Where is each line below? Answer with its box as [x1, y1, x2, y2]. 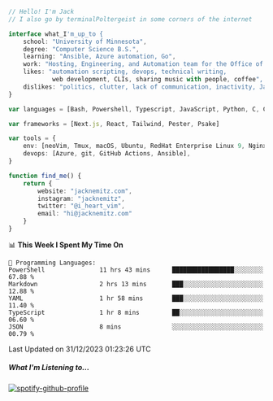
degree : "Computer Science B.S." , [23, 45, 140, 53]
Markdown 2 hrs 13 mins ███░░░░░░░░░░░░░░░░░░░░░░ [8, 280, 264, 288]
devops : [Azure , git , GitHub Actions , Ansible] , [23, 150, 191, 158]
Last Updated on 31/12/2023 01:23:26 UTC [8, 344, 152, 354]
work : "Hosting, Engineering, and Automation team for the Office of [23, 60, 264, 68]
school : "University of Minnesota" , [23, 37, 148, 46]
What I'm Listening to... [8, 363, 90, 373]
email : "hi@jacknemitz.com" [37, 210, 132, 218]
